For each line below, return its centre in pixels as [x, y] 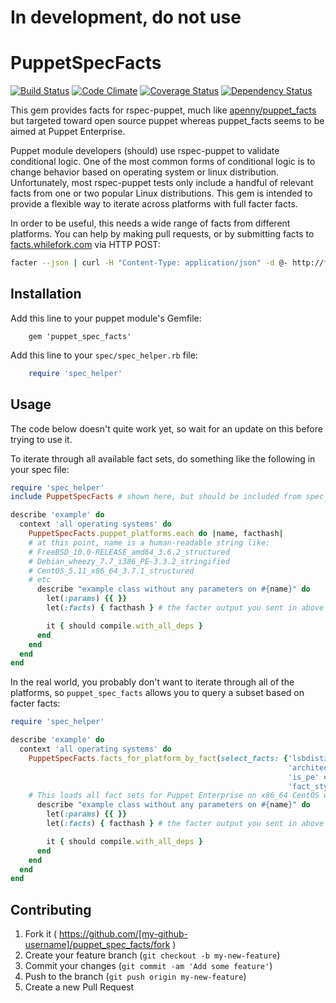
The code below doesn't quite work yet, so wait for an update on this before [166, 428]
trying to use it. [41, 439]
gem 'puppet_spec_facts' [80, 336]
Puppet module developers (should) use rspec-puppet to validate [145, 151]
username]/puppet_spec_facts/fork [97, 945]
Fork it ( [41, 934]
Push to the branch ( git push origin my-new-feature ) [135, 977]
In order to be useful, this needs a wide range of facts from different [150, 223]
